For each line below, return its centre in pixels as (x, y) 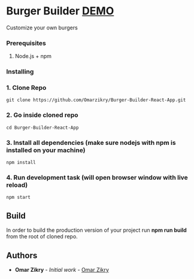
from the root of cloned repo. (42, 236)
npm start (19, 198)
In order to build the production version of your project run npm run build (96, 230)
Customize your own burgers (42, 28)
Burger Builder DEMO (60, 11)
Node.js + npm (33, 56)
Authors (22, 255)
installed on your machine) (46, 150)
